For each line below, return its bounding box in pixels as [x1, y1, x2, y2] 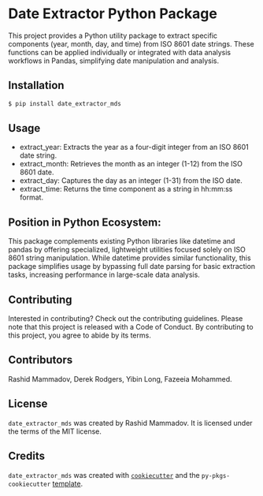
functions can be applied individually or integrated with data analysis [8, 47, 231, 57]
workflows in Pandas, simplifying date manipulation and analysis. [8, 56, 219, 65]
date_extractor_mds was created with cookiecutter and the [8, 470, 200, 479]
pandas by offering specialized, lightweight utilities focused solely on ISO [8, 245, 246, 255]
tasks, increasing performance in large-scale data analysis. [8, 270, 201, 280]
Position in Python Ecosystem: [8, 215, 161, 229]
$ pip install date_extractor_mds [8, 99, 122, 107]
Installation [8, 79, 65, 92]
